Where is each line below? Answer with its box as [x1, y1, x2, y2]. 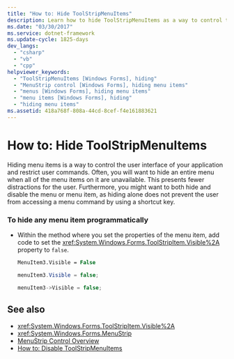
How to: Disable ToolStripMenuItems [17, 344, 123, 353]
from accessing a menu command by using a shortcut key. [7, 197, 175, 206]
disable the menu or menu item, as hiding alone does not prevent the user [7, 190, 219, 199]
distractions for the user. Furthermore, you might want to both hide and [7, 183, 211, 191]
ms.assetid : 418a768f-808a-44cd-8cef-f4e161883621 [7, 107, 157, 114]
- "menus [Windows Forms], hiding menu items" [13, 88, 151, 95]
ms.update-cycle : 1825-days [7, 36, 89, 43]
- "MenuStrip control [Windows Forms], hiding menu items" [13, 82, 189, 89]
